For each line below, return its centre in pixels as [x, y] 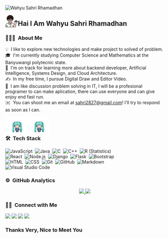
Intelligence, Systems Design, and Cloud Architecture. [61, 73]
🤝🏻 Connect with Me [31, 205]
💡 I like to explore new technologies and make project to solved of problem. [84, 49]
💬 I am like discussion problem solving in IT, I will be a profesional [74, 86]
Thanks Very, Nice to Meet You [44, 230]
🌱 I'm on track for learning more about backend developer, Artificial [76, 68]
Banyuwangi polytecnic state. [36, 62]
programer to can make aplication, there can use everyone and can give [80, 91]
